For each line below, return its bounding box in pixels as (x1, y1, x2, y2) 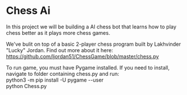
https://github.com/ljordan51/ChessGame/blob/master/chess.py (6, 53, 159, 60)
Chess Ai (6, 4, 51, 17)
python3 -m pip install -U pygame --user (6, 76, 104, 83)
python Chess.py (6, 82, 47, 89)
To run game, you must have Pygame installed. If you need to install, (6, 64, 170, 71)
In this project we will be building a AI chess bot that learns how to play (6, 23, 177, 30)
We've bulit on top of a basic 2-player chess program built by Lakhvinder (6, 41, 181, 47)
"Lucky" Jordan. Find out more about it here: (6, 46, 114, 53)
